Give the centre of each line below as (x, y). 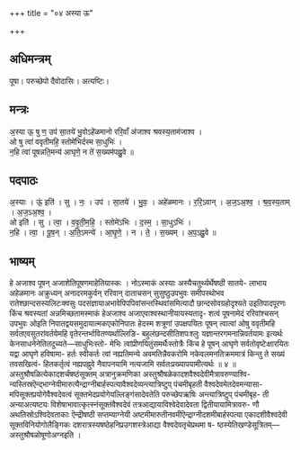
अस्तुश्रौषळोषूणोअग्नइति (42, 435)
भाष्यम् (22, 261)
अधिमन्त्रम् (30, 59)
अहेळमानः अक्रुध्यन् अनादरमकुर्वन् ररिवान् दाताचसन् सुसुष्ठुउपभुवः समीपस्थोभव (117, 293)
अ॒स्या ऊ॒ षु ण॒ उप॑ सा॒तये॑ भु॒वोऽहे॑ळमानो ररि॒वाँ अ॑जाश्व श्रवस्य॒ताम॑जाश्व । (106, 131)
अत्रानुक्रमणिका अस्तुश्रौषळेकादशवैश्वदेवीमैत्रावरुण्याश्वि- (175, 374)
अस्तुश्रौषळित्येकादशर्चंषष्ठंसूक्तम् (53, 374)
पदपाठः (24, 180)
